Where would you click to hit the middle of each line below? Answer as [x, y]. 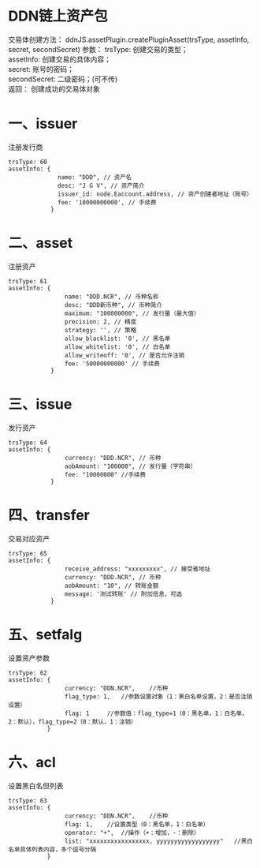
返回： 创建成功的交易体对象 [54, 88]
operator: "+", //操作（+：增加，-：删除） [132, 832]
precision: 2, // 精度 [100, 322]
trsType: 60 [28, 162]
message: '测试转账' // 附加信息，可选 [123, 594]
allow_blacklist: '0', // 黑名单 [117, 339]
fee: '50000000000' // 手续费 [112, 364]
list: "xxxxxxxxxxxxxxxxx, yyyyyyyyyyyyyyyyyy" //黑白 [159, 841]
